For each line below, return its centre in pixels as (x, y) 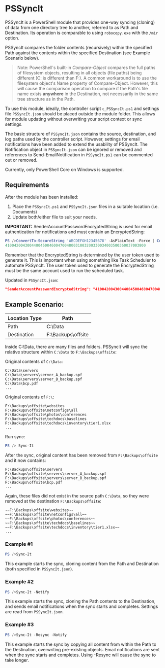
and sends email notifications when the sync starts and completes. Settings (82, 606)
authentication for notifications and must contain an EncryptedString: (75, 232)
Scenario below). (22, 58)
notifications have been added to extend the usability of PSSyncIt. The (76, 144)
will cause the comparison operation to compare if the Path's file (82, 88)
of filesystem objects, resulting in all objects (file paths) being (79, 72)
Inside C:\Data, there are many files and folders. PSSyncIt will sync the (76, 347)
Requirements (27, 185)
